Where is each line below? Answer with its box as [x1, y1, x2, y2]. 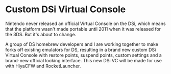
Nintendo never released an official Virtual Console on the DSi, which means [5, 20, 166, 27]
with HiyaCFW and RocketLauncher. [5, 63, 81, 69]
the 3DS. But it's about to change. [5, 31, 77, 37]
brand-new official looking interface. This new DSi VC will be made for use [5, 57, 162, 63]
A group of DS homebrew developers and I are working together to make [5, 41, 158, 47]
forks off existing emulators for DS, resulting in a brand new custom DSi [5, 46, 156, 53]
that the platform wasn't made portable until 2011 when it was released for [5, 26, 161, 32]
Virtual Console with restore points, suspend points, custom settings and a [5, 52, 162, 58]
